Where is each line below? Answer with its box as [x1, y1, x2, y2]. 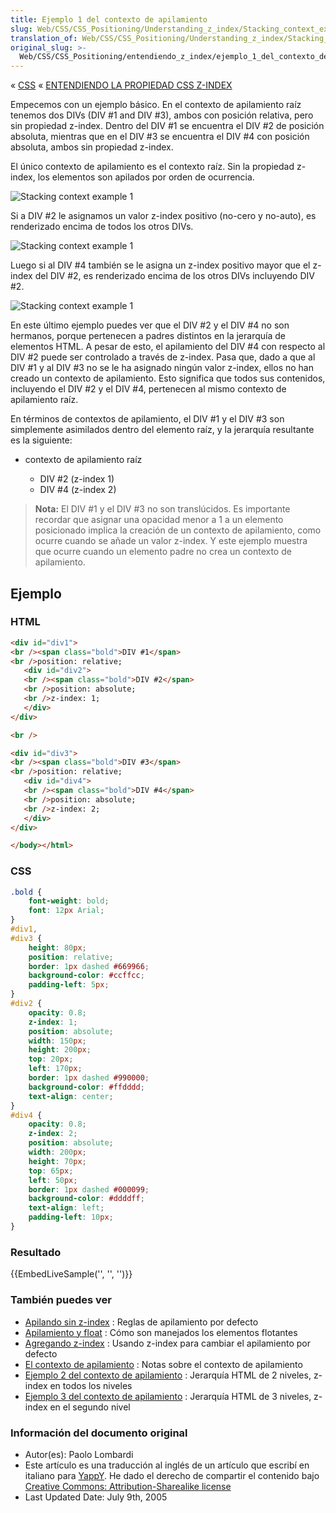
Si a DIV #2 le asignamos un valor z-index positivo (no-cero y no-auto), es [10, 210, 317, 222]
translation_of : [10, 33, 78, 43]
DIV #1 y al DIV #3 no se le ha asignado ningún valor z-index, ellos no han [10, 362, 314, 374]
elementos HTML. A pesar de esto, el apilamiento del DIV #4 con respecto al [10, 341, 326, 353]
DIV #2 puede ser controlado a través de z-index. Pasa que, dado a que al [10, 351, 316, 363]
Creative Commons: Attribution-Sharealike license [24, 1480, 232, 1492]
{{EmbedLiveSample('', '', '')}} [10, 1268, 133, 1280]
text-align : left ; [28, 1203, 105, 1213]
